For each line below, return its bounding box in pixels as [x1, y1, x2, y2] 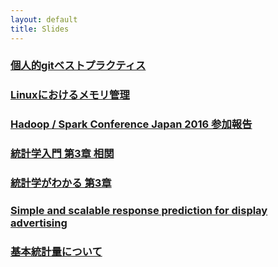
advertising [10, 216, 68, 230]
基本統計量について [10, 244, 103, 258]
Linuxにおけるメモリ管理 [10, 88, 130, 102]
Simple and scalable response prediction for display [10, 204, 268, 218]
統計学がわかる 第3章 [10, 176, 112, 190]
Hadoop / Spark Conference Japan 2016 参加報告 [10, 117, 253, 131]
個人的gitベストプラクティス [10, 59, 147, 73]
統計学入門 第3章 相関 [10, 147, 115, 161]
